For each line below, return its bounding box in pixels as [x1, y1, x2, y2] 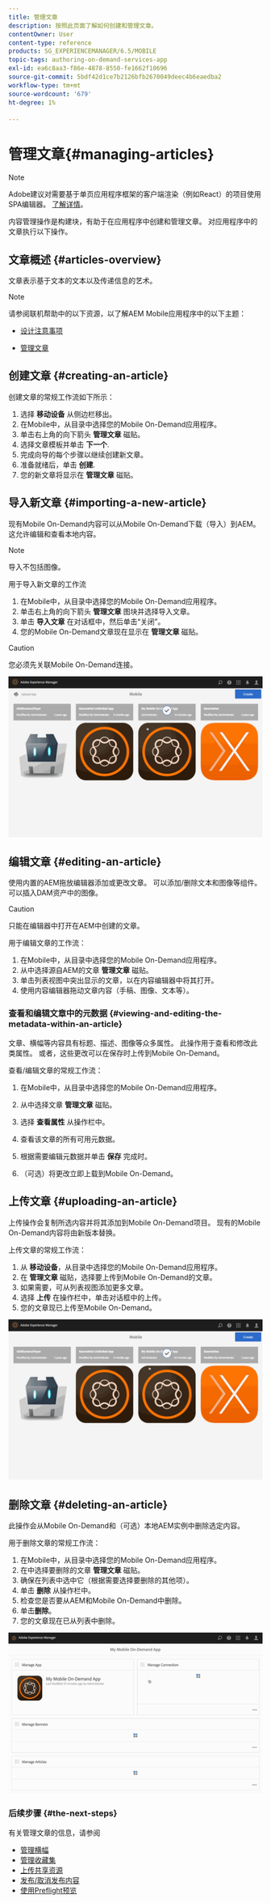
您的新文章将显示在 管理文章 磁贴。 [19, 469, 138, 479]
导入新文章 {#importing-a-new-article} [8, 496, 207, 510]
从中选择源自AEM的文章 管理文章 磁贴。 [19, 966, 153, 975]
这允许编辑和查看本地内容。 [8, 529, 101, 538]
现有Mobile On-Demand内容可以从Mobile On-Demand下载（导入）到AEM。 [8, 519, 261, 529]
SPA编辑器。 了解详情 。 [8, 199, 88, 210]
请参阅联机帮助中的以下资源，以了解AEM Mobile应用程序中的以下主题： [8, 308, 247, 318]
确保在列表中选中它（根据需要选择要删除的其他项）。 [19, 1575, 194, 1586]
